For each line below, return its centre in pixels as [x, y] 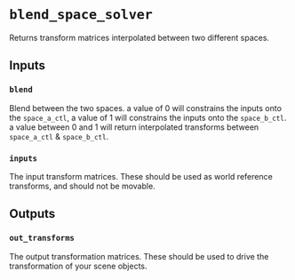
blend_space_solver [81, 15]
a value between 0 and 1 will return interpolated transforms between [134, 127]
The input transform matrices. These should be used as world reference [141, 176]
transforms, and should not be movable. [82, 186]
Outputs [32, 214]
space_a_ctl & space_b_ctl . [59, 136]
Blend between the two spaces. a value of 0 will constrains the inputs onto [146, 108]
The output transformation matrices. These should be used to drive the [139, 256]
